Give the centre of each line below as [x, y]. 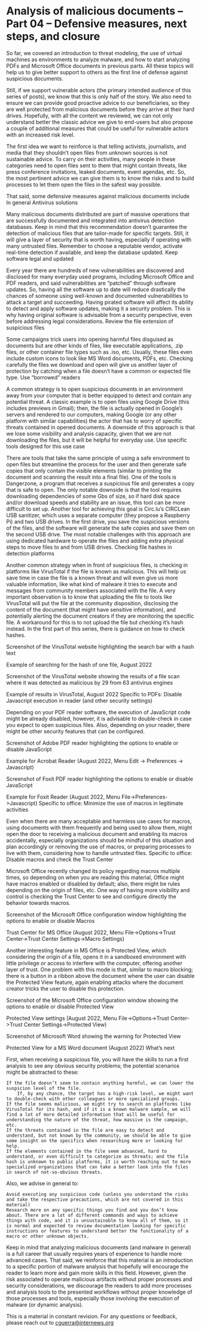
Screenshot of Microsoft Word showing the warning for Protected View [94, 1036]
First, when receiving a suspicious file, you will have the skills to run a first [98, 1059]
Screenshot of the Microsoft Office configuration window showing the [92, 1000]
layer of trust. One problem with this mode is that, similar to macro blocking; [100, 969]
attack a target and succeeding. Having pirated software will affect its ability [100, 302]
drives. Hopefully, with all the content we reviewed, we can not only [89, 116]
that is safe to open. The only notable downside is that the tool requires [94, 490]
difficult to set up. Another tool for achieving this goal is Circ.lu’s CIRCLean [98, 509]
